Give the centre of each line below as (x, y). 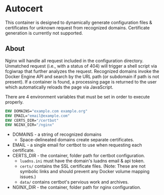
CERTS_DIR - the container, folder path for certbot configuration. (79, 156)
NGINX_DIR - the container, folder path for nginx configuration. (77, 188)
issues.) (28, 177)
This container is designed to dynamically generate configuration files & (79, 22)
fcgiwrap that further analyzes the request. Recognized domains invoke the (82, 71)
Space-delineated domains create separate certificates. (77, 140)
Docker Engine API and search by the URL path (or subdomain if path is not (82, 76)
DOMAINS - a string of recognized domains (57, 134)
